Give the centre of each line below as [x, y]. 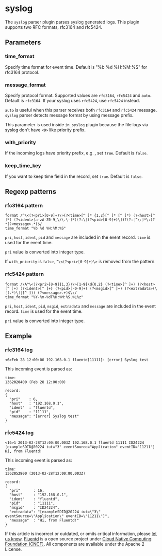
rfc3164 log [19, 350]
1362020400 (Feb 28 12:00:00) [36, 382]
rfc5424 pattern [24, 274]
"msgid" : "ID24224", [34, 508]
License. [14, 549]
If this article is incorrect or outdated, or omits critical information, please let [81, 534]
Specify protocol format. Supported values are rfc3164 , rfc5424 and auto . [78, 95]
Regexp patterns [31, 191]
